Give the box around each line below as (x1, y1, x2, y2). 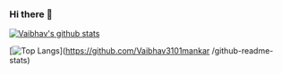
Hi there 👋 (9, 8, 54, 21)
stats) (9, 55, 30, 66)
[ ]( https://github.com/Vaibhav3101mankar (9, 45, 210, 56)
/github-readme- (211, 45, 274, 56)
